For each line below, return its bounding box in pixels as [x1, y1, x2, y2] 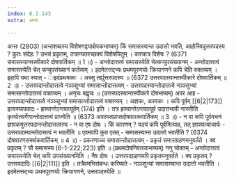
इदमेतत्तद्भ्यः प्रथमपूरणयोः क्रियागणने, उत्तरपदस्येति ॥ [7, 167, 120, 175]
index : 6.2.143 [7, 10, 52, 17]
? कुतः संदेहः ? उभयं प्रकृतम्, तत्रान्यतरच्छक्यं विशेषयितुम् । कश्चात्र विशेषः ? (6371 [7, 49, 187, 58]
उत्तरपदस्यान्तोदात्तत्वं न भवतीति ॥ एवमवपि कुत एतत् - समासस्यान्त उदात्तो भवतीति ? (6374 [7, 128, 208, 136]
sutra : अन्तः [7, 17, 39, 24]
